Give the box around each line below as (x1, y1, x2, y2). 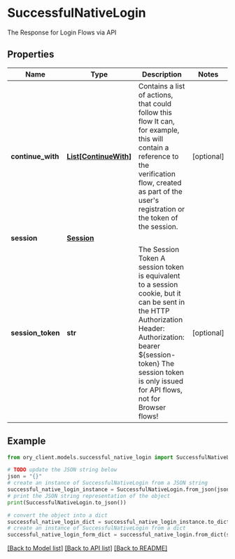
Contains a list (138, 81, 185, 91)
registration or (138, 204, 185, 213)
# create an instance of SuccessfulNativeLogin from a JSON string (7, 480, 208, 487)
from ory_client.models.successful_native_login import (7, 454, 173, 461)
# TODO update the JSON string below (7, 466, 117, 473)
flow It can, (138, 116, 175, 126)
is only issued (138, 376, 184, 386)
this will (138, 133, 164, 143)
